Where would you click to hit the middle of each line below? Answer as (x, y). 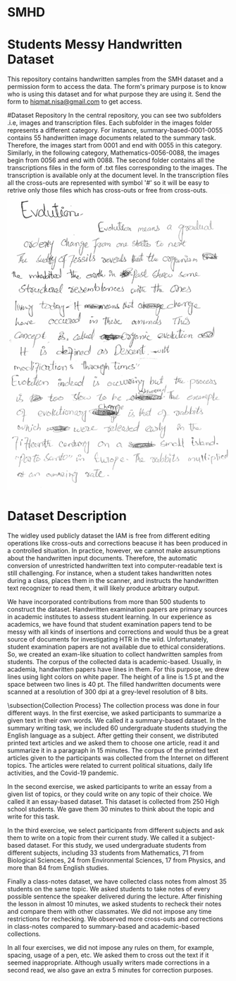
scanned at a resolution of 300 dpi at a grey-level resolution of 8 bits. (108, 692)
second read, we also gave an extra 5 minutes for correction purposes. (110, 970)
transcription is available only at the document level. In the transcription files (118, 175)
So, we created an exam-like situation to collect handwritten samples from (115, 654)
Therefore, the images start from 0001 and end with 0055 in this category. (115, 145)
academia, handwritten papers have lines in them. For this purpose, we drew (118, 669)
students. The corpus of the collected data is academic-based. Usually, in (114, 662)
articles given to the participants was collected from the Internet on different (118, 758)
